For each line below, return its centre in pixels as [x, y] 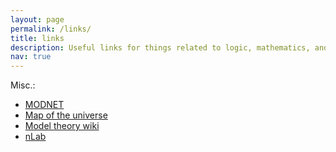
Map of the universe [66, 115]
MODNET [44, 105]
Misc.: [23, 85]
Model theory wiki [62, 126]
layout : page [37, 19]
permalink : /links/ [51, 29]
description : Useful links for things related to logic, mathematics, [160, 47]
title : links [37, 38]
